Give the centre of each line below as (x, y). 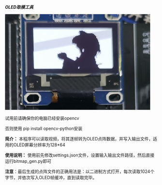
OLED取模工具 (19, 7)
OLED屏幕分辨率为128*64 (39, 145)
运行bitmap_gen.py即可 (28, 161)
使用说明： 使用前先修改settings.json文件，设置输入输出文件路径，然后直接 (80, 155)
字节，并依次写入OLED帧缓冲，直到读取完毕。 (51, 177)
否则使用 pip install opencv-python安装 (44, 128)
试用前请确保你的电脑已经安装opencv (42, 118)
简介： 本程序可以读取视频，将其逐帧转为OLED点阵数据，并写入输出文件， (79, 139)
